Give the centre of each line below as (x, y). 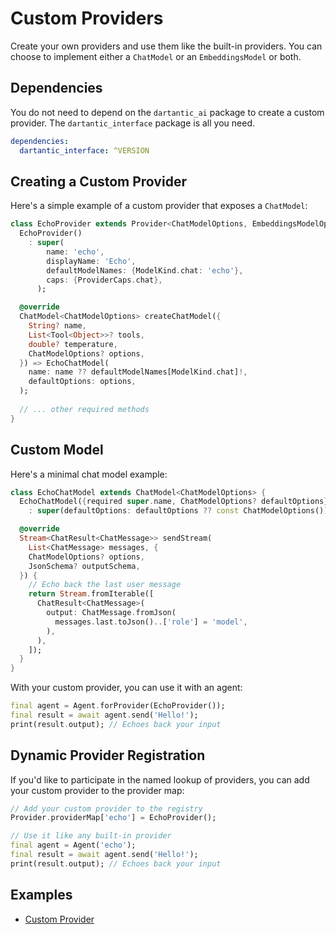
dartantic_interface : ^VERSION (84, 150)
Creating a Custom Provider (98, 181)
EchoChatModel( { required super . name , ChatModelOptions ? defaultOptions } (174, 502)
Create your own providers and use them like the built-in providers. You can (166, 46)
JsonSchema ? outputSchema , (84, 566)
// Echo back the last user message (105, 585)
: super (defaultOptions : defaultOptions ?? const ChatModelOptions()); (180, 511)
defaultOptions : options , (82, 382)
